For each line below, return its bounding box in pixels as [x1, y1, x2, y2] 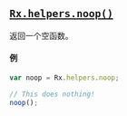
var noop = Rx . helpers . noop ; [9, 73, 120, 82]
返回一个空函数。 [9, 30, 73, 41]
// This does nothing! [9, 90, 95, 99]
